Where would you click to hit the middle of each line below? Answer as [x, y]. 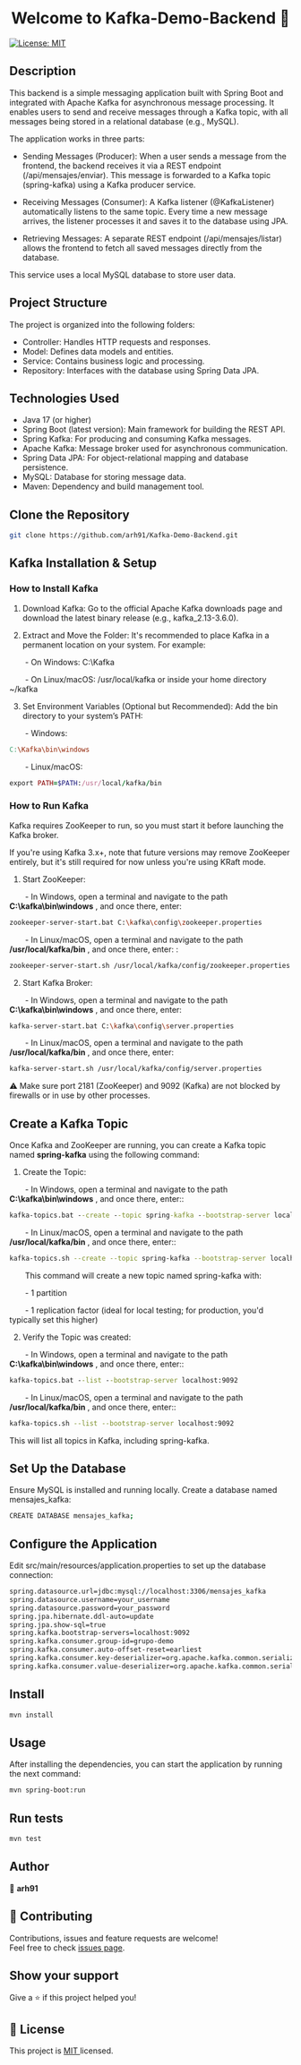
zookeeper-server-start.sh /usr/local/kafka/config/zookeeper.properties [150, 965]
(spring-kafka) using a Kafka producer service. [109, 184]
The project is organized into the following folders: [102, 324]
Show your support [64, 1975]
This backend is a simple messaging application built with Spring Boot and [146, 92]
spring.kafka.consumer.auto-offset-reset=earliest [106, 1650]
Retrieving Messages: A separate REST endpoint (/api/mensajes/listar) [152, 238]
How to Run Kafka [49, 806]
